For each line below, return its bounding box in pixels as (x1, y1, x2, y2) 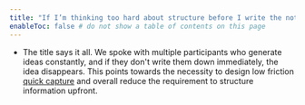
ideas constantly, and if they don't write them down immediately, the (22, 56, 279, 67)
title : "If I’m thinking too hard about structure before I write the (9, 13, 282, 23)
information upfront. (22, 85, 98, 96)
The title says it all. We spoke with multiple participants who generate (22, 46, 282, 57)
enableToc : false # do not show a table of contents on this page (9, 22, 266, 31)
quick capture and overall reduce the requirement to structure (22, 75, 254, 86)
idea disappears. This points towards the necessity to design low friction (22, 65, 295, 77)
